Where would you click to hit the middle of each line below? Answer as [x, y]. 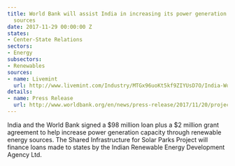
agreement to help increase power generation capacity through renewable [114, 132]
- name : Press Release [40, 99]
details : [20, 92]
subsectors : [24, 60]
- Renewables [26, 66]
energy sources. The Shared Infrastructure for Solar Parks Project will [108, 139]
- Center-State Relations [45, 40]
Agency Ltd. [24, 154]
